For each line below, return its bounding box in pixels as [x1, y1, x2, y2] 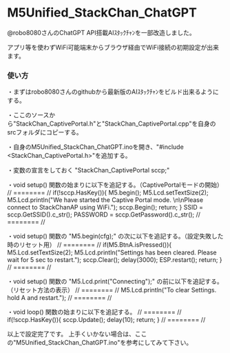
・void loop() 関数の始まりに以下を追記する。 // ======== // [7, 308, 182, 316]
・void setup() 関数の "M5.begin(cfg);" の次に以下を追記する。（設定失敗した [7, 232, 224, 241]
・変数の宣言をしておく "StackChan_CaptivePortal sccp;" [7, 166, 170, 174]
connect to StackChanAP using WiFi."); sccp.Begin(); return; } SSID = [7, 203, 203, 212]
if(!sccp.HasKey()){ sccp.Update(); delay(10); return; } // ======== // [7, 316, 206, 324]
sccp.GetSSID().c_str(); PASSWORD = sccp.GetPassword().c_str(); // [7, 210, 201, 219]
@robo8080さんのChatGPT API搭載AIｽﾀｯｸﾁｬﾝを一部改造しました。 [7, 28, 196, 37]
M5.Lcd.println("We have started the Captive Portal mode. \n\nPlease [7, 196, 204, 204]
